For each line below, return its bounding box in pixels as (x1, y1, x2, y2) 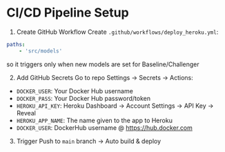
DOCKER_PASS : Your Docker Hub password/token (16, 94, 151, 102)
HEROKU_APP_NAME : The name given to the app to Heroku (16, 116, 173, 124)
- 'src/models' (19, 47, 63, 55)
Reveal (16, 108, 36, 117)
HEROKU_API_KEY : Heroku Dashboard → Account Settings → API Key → (16, 102, 214, 110)
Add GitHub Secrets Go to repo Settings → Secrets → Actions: (16, 73, 194, 82)
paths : (6, 41, 26, 48)
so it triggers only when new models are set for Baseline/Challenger (6, 60, 199, 68)
